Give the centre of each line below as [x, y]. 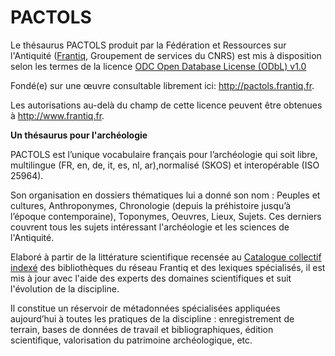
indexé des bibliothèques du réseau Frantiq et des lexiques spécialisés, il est [168, 267]
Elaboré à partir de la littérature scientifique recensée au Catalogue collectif [166, 257]
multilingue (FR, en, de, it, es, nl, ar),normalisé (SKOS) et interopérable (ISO [165, 165]
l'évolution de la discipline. [65, 288]
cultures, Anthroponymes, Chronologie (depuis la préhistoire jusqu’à [151, 205]
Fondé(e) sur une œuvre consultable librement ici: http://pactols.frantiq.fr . [162, 85]
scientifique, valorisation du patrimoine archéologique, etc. [131, 340]
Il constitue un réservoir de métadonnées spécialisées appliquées [145, 308]
